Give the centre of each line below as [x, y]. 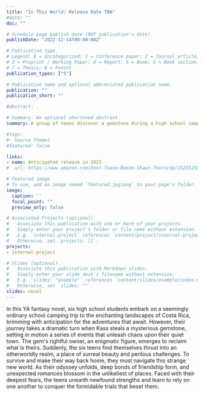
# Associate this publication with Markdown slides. [77, 269]
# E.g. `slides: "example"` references [59, 280]
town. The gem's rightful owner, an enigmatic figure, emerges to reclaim [97, 341]
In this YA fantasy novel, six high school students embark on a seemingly [97, 308]
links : [15, 157]
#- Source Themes [28, 140]
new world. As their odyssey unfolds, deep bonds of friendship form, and [98, 367]
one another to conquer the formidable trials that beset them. [83, 386]
